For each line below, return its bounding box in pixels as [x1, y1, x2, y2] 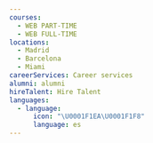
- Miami [17, 63, 46, 72]
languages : [9, 95, 50, 105]
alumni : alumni [9, 79, 66, 88]
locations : [9, 37, 50, 47]
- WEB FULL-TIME [17, 29, 77, 38]
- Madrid [17, 46, 50, 55]
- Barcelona [17, 54, 62, 63]
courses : [9, 12, 42, 22]
